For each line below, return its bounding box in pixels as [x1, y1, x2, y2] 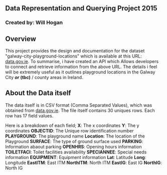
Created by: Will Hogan [5, 19, 63, 26]
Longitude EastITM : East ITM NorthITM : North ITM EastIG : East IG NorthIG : [5, 159, 162, 165]
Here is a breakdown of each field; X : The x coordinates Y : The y [5, 122, 139, 128]
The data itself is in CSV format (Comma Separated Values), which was [5, 102, 152, 108]
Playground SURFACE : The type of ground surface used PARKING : [5, 138, 143, 144]
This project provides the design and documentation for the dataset [5, 47, 145, 53]
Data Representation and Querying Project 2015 [5, 4, 157, 12]
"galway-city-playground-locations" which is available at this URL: [5, 53, 142, 59]
